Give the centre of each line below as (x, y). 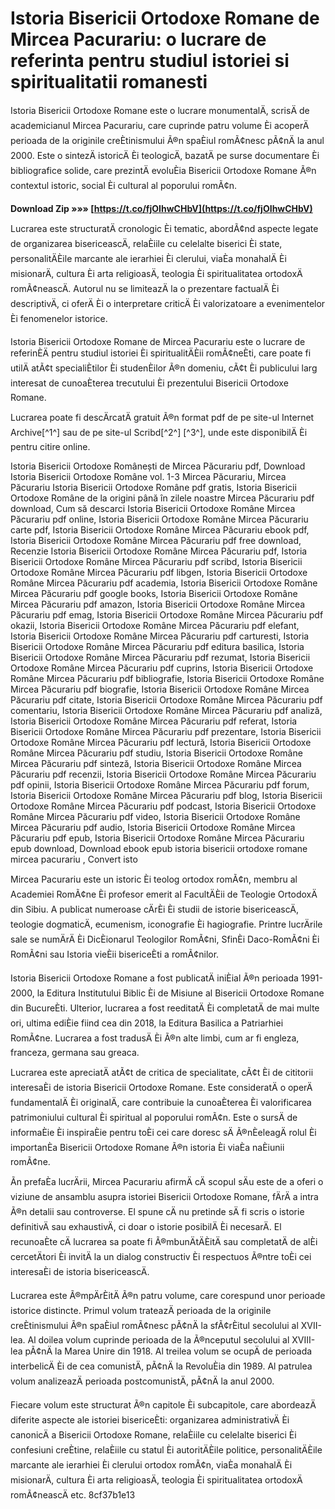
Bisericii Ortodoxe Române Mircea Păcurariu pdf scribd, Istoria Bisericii (156, 561)
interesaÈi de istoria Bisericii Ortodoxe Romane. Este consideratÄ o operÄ (161, 1087)
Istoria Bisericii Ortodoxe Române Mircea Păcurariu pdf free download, (156, 540)
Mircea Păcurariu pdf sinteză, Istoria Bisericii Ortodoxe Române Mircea (156, 763)
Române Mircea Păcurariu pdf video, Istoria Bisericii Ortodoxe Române (155, 816)
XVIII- (303, 1339)
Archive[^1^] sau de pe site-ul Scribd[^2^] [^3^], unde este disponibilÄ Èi (159, 432)
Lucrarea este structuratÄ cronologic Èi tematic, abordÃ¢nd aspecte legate (164, 228)
